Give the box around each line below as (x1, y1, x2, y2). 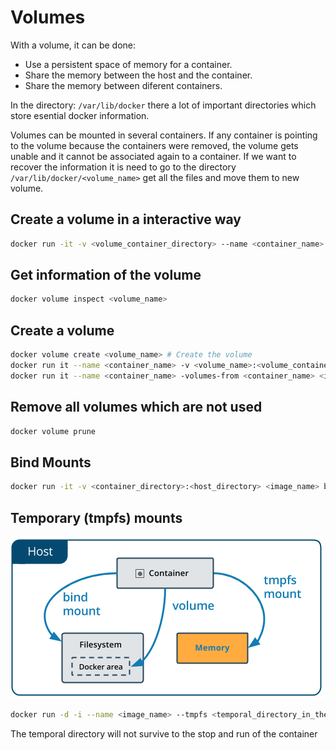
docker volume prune (10, 426, 97, 436)
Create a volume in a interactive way (10, 211, 242, 228)
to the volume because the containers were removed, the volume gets (10, 139, 299, 151)
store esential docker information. (10, 109, 150, 121)
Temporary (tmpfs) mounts (10, 509, 183, 526)
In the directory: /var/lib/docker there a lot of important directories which (10, 99, 317, 111)
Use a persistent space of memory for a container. (24, 58, 233, 70)
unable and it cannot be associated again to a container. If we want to (10, 150, 297, 162)
